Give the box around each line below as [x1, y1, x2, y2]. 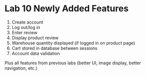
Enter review [11, 29, 37, 35]
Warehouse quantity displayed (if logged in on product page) [11, 40, 136, 46]
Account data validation [11, 50, 60, 56]
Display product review [11, 35, 59, 41]
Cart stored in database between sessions [11, 45, 98, 51]
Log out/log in [11, 24, 40, 30]
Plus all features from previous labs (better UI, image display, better [4, 60, 141, 66]
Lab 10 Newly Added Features [4, 3, 129, 14]
